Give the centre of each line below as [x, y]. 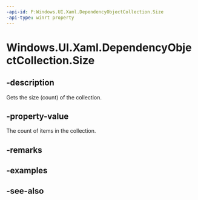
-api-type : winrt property [40, 18]
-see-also [25, 191]
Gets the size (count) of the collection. [54, 97]
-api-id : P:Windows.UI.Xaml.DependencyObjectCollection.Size [85, 12]
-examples [27, 171]
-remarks [24, 150]
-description [30, 83]
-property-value [38, 116]
